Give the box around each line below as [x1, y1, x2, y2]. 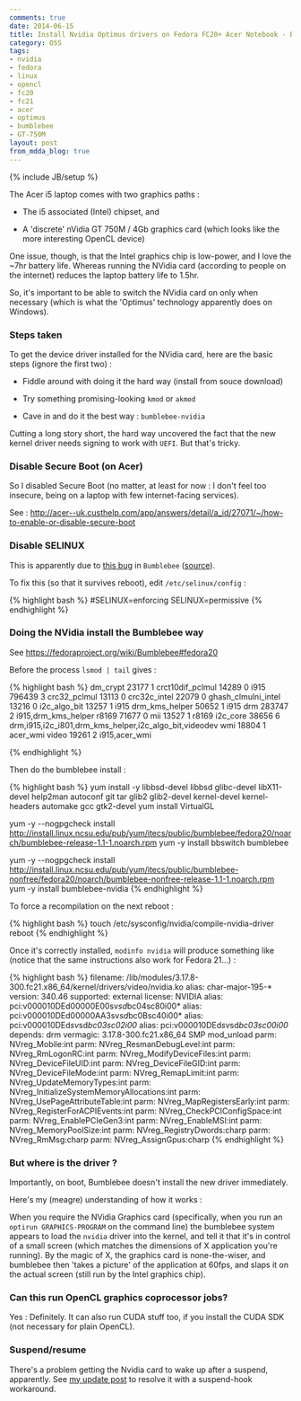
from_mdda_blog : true [9, 146, 90, 155]
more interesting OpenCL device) [21, 233, 145, 243]
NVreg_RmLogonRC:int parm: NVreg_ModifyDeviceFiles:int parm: [9, 1048, 251, 1059]
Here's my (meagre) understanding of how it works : [9, 1194, 203, 1205]
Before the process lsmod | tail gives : [9, 664, 157, 674]
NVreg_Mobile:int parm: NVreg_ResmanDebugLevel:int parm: [9, 1038, 236, 1049]
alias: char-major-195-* [185, 981, 273, 992]
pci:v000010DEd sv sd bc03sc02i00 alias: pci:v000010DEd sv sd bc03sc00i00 [9, 1019, 288, 1030]
